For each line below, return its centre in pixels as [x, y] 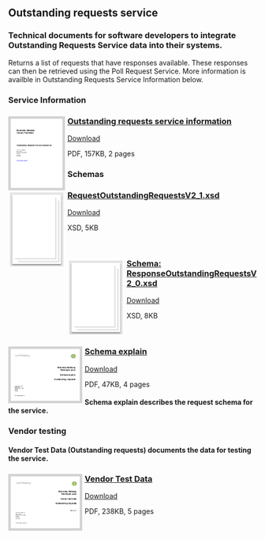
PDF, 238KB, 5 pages [119, 511]
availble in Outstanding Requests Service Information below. [106, 79]
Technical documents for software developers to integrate [122, 36]
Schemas [86, 174]
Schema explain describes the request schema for [169, 402]
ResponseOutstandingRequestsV [192, 273]
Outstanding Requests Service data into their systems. [116, 45]
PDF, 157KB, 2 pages [101, 153]
